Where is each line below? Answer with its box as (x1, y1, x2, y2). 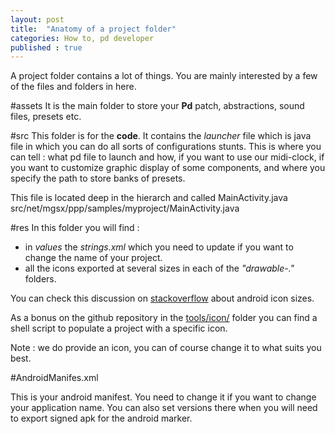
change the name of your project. (24, 252, 163, 264)
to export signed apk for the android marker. (10, 412, 193, 425)
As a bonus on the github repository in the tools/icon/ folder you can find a (10, 312, 318, 324)
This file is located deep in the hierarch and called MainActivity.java (10, 192, 288, 204)
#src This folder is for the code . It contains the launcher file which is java (10, 130, 312, 142)
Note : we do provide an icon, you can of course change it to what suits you (10, 342, 322, 354)
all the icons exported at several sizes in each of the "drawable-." (24, 262, 295, 275)
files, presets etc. (10, 111, 82, 123)
